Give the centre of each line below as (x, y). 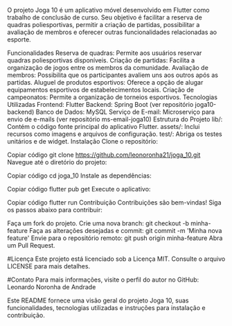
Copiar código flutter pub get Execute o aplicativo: (79, 189)
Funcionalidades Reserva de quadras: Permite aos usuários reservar (105, 53)
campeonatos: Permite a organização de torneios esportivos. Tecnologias (113, 97)
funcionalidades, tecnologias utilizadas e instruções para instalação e (106, 308)
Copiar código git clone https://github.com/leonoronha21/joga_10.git (104, 155)
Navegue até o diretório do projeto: (57, 162)
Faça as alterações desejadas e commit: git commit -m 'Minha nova (125, 231)
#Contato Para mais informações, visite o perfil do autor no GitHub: (103, 280)
